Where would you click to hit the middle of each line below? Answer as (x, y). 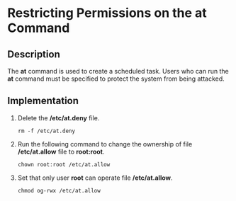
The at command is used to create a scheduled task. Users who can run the (118, 71)
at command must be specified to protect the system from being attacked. (116, 79)
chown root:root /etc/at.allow (64, 164)
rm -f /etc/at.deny (46, 131)
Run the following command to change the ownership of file (105, 144)
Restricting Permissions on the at (107, 13)
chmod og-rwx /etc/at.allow (59, 190)
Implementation (43, 101)
